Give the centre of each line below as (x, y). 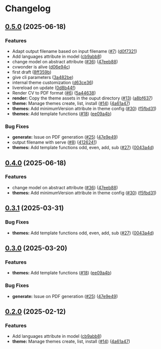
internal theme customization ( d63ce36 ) (53, 82)
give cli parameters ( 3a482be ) (43, 77)
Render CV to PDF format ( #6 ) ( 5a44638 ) (54, 93)
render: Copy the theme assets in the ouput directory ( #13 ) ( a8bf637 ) (82, 98)
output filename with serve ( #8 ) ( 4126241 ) (54, 142)
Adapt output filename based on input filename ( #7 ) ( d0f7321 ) (75, 51)
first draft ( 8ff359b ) (32, 72)
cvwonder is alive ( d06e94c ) (41, 67)
